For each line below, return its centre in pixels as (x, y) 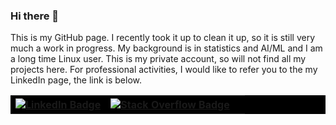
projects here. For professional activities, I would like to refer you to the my (164, 70)
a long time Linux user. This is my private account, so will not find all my (158, 59)
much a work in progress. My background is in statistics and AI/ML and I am (166, 48)
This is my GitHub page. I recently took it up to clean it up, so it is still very (163, 38)
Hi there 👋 (35, 16)
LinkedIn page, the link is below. (76, 80)
